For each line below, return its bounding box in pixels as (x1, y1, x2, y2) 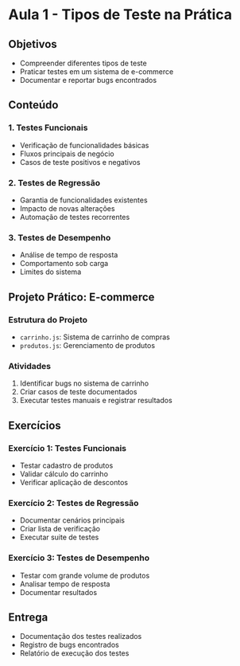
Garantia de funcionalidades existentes (19, 195, 149, 205)
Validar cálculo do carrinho (19, 468, 109, 479)
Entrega (8, 610, 48, 624)
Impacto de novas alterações (19, 203, 115, 213)
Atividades (8, 360, 52, 371)
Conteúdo (8, 98, 59, 112)
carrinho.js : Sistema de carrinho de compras (19, 332, 171, 342)
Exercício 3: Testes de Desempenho (8, 552, 149, 563)
